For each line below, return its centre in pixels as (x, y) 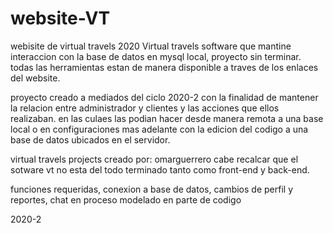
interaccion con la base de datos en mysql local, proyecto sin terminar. (156, 56)
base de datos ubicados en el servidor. (90, 139)
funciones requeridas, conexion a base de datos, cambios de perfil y (151, 189)
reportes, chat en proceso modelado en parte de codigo (126, 199)
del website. (35, 78)
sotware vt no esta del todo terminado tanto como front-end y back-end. (160, 169)
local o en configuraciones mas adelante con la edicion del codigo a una (159, 129)
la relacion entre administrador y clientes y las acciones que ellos (145, 108)
